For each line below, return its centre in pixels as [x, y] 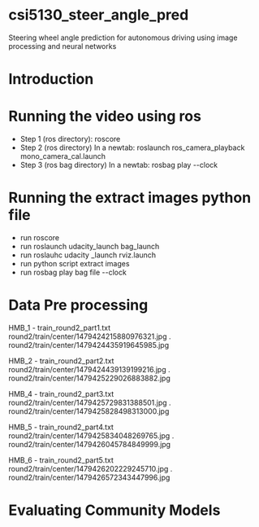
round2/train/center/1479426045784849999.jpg [90, 444]
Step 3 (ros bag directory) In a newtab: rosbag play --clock [119, 165]
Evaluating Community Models [114, 510]
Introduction [51, 79]
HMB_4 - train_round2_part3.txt [61, 393]
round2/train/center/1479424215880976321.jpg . [90, 336]
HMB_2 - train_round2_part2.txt [61, 361]
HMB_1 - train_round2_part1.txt [60, 327]
